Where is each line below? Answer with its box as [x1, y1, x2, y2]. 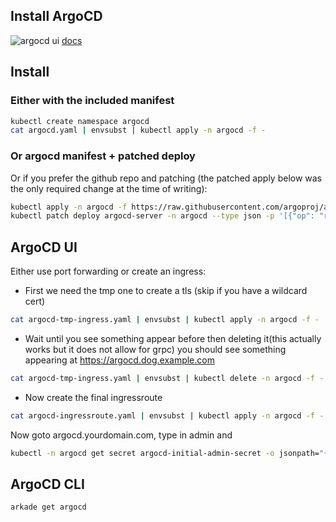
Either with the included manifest [10, 94, 175, 108]
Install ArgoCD [10, 8, 103, 25]
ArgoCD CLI [10, 476, 85, 493]
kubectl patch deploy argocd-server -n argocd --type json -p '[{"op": [10, 211, 315, 221]
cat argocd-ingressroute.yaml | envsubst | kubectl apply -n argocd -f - [10, 410, 325, 421]
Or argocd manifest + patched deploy [10, 149, 196, 163]
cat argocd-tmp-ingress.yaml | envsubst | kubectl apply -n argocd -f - [10, 315, 320, 325]
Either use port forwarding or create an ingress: [10, 265, 207, 278]
